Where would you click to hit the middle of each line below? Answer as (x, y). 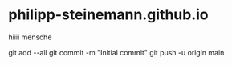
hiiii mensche (30, 37)
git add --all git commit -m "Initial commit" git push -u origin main (116, 52)
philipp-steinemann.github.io (108, 15)
